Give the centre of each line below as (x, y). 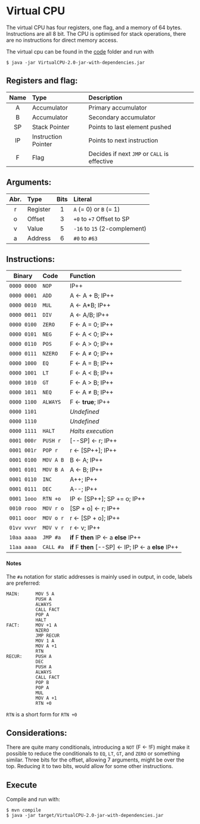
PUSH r (52, 441)
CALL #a (53, 547)
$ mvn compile (24, 810)
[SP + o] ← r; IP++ (95, 508)
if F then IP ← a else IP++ (105, 538)
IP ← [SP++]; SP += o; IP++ (107, 499)
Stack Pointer (51, 127)
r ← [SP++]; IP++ (93, 451)
